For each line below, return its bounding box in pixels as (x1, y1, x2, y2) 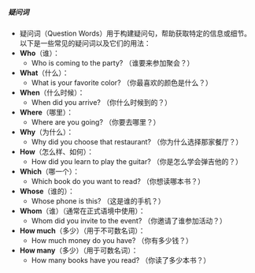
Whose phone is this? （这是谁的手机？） (31, 196, 165, 205)
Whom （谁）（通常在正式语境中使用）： (19, 206, 146, 215)
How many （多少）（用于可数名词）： (19, 245, 139, 255)
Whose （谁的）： (19, 186, 75, 196)
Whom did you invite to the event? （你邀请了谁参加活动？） (31, 215, 227, 225)
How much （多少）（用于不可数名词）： (19, 226, 146, 235)
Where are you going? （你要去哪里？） (31, 117, 161, 126)
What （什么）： (19, 68, 69, 77)
